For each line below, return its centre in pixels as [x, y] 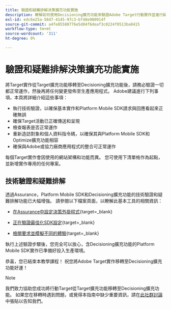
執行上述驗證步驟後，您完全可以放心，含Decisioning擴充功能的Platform [80, 244]
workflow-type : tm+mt [28, 29]
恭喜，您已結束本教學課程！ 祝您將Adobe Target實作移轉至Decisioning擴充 [84, 261]
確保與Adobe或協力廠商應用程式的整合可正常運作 [64, 146]
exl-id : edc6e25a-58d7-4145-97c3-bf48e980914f [55, 19]
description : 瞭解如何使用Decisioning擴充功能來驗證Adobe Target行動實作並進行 [84, 15]
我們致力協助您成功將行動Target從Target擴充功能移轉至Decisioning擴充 [80, 288]
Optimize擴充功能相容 [35, 140]
